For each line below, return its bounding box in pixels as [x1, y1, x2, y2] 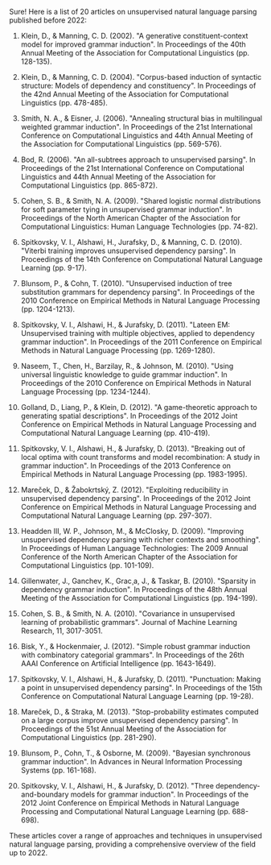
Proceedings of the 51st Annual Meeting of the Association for [20, 724, 227, 734]
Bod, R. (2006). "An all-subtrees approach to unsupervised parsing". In [20, 155, 256, 164]
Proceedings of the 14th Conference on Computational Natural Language [20, 255, 263, 264]
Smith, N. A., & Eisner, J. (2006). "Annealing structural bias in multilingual [20, 114, 263, 123]
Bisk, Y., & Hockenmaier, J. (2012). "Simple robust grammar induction [20, 642, 251, 651]
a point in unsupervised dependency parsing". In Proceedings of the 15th [20, 683, 263, 692]
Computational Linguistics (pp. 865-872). [20, 180, 158, 190]
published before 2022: [9, 15, 88, 25]
